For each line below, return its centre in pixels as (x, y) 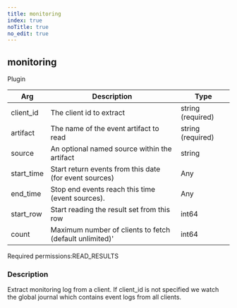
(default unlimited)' (82, 239)
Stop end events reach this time (103, 190)
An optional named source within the (111, 149)
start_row (26, 214)
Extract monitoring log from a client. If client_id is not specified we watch (113, 290)
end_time (26, 194)
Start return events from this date (105, 169)
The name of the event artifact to (105, 129)
